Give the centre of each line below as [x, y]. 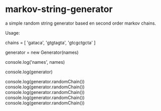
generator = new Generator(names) [42, 52]
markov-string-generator [59, 9]
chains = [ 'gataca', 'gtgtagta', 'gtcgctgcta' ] [50, 42]
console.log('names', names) [35, 62]
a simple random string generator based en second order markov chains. [81, 23]
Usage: [13, 33]
